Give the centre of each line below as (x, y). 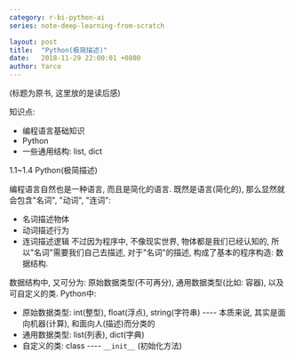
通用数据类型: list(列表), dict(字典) (83, 335)
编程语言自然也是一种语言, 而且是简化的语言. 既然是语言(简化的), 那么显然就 (147, 189)
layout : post (33, 42)
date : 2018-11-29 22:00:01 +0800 (75, 59)
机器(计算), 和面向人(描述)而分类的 (92, 324)
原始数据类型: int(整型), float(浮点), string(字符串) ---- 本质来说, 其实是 (150, 312)
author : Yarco (36, 67)
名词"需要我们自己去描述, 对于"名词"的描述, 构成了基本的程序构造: (154, 252)
